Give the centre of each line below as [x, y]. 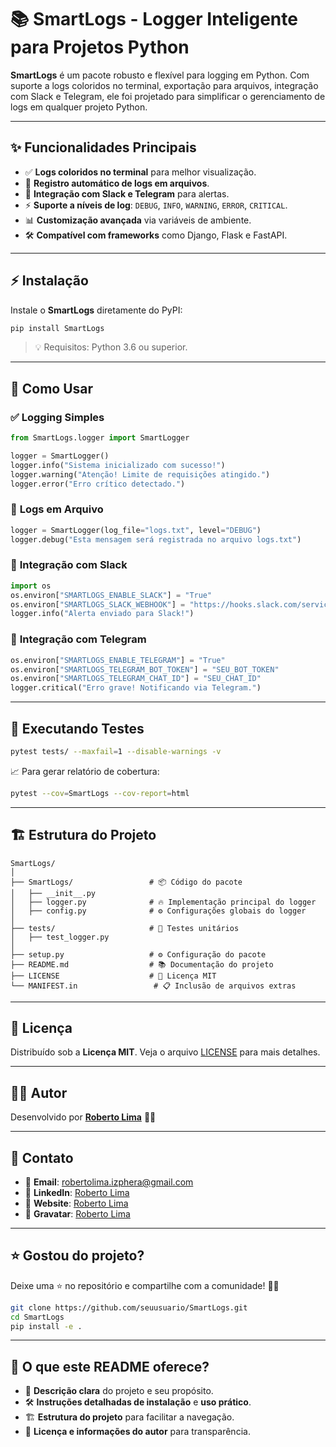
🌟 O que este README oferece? [110, 1366]
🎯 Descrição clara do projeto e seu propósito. [119, 1391]
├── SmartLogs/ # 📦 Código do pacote [126, 882]
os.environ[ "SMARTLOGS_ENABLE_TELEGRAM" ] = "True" [118, 660]
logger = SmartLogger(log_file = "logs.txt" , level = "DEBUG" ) [136, 530]
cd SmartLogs [37, 1317]
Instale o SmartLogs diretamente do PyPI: [96, 310]
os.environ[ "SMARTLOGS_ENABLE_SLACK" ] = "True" [111, 595]
